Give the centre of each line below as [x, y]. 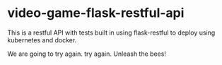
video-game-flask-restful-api [96, 13]
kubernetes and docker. [42, 40]
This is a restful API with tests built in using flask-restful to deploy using [111, 32]
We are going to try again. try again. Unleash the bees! [87, 54]
